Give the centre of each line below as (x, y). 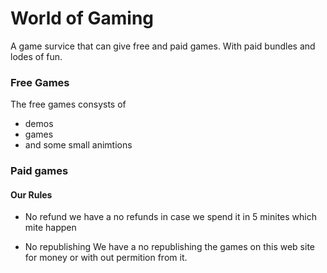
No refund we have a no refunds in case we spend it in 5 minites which (170, 217)
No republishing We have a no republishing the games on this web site (170, 247)
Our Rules (31, 194)
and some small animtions (78, 145)
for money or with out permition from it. (106, 258)
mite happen (50, 228)
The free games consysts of (68, 104)
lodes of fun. (36, 56)
